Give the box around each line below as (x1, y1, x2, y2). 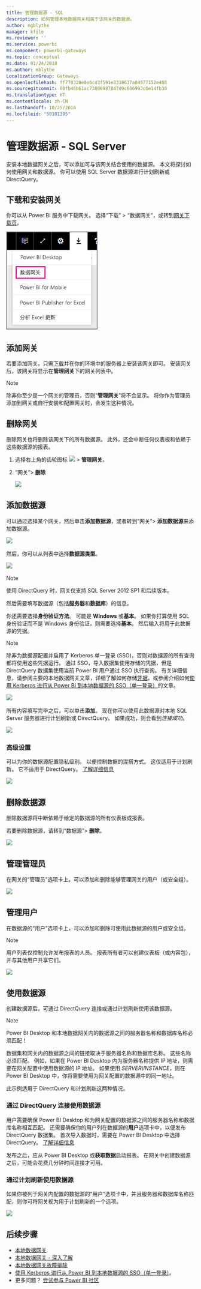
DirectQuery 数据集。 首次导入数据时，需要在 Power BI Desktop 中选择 (6, 1131, 181, 1138)
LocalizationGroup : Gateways (6, 73, 79, 79)
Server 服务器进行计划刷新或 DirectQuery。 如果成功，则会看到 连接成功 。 (6, 714, 188, 722)
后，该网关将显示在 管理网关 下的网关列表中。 (6, 367, 117, 375)
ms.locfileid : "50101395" (6, 111, 71, 117)
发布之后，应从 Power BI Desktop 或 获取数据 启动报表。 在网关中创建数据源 (6, 1152, 191, 1159)
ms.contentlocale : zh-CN (6, 98, 68, 104)
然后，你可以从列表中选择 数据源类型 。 (6, 550, 100, 557)
